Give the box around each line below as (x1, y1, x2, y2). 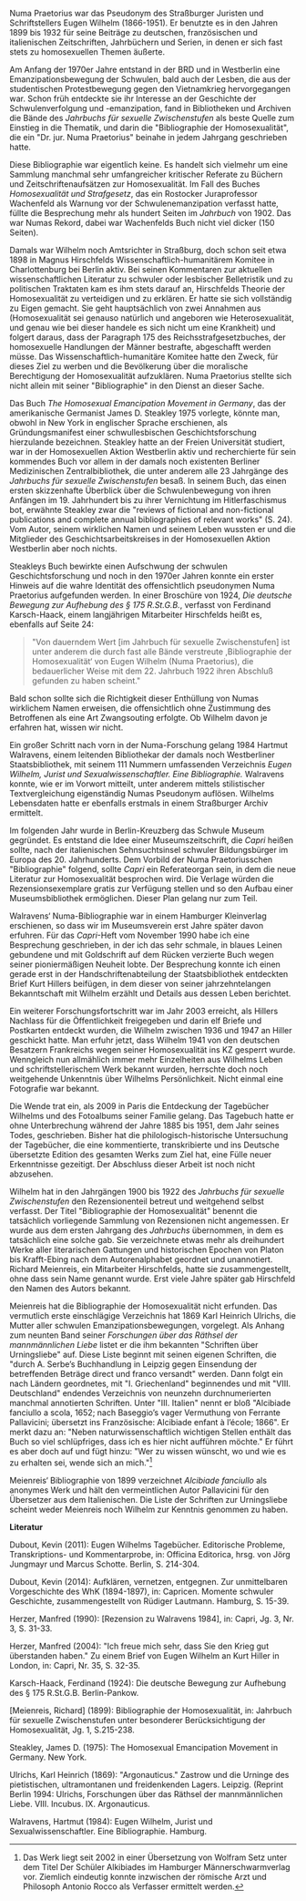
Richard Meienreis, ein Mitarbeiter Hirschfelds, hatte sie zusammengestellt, (9, 1264, 291, 1274)
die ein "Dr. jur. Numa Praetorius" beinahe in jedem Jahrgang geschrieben (9, 132, 288, 142)
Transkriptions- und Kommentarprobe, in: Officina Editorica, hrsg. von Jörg (9, 1548, 291, 1559)
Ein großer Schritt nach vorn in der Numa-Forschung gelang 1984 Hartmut (9, 740, 289, 750)
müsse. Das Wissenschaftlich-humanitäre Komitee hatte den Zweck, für (9, 351, 279, 362)
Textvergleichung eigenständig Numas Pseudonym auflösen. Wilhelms (9, 788, 275, 798)
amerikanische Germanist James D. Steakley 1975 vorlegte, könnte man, (9, 407, 280, 418)
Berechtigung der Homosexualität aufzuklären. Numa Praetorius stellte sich (9, 371, 292, 381)
